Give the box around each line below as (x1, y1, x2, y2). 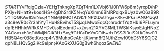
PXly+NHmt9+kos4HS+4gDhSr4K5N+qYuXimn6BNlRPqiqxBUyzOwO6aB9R (5, 9, 159, 15)
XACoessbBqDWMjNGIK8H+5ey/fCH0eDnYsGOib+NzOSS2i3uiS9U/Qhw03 (5, 30, 158, 35)
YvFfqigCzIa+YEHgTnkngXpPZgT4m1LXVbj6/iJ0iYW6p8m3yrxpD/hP (19, 4, 158, 10)
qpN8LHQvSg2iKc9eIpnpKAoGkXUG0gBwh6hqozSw (5, 40, 113, 46)
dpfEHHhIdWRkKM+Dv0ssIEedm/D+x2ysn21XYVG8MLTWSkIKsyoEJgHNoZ (5, 25, 159, 31)
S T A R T (5, 4, 19, 10)
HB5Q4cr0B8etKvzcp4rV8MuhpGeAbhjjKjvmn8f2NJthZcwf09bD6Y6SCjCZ (5, 35, 158, 41)
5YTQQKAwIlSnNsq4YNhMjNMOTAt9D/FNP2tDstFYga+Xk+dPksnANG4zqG (5, 15, 159, 20)
